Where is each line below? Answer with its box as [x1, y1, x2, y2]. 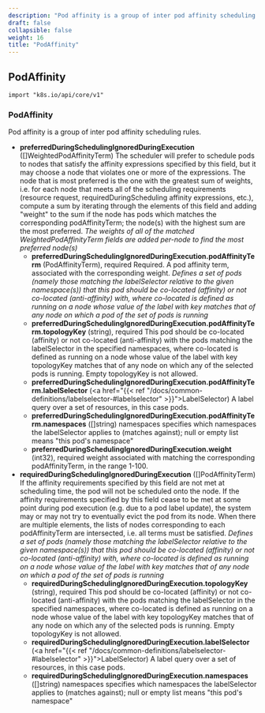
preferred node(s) [19, 243, 78, 253]
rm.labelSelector [31, 386, 88, 396]
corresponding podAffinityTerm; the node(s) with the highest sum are [19, 218, 246, 227]
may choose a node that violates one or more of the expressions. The [19, 167, 246, 178]
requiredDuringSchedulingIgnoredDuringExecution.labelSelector [31, 637, 250, 647]
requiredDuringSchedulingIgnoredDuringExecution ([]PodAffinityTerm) [19, 470, 256, 479]
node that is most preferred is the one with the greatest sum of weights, [19, 176, 253, 186]
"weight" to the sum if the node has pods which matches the [19, 210, 217, 220]
